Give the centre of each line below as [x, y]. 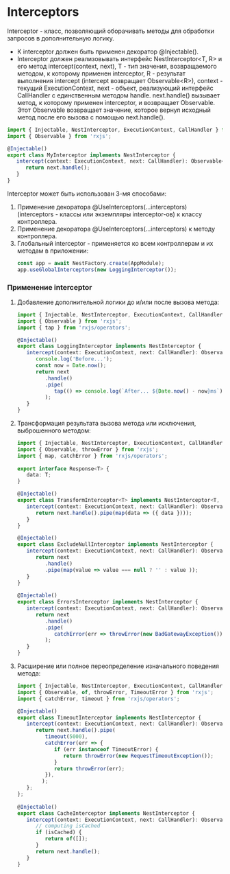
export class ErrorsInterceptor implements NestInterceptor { [107, 602]
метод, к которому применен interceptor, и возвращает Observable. [116, 102]
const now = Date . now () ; [71, 366]
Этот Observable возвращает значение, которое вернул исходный [114, 110]
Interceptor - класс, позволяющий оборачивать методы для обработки [111, 31]
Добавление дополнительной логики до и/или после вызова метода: [118, 302]
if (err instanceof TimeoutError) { [106, 749]
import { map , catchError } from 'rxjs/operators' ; [92, 456]
